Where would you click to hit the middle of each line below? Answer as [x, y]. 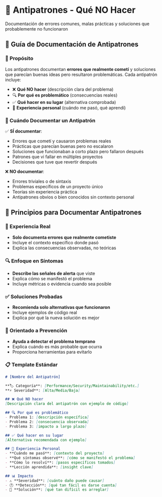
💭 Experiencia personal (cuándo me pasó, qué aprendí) [69, 107]
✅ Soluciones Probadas [34, 297]
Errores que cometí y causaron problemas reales [62, 141]
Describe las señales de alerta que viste [53, 273]
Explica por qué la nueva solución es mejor [56, 318]
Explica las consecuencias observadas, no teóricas [64, 248]
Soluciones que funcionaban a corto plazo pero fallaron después [78, 151]
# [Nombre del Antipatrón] [33, 377]
